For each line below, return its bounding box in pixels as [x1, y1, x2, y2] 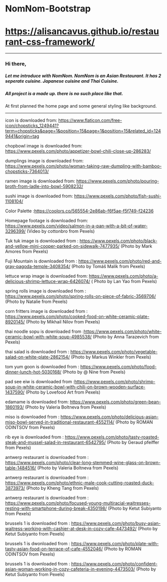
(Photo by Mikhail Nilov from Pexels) [25, 319, 100, 325]
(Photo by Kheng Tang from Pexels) [26, 485, 99, 491]
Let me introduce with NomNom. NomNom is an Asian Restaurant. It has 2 [5, 73, 162, 79]
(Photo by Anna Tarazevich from [92, 334, 159, 340]
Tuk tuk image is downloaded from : [5, 238, 79, 244]
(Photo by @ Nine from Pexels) [62, 369, 126, 375]
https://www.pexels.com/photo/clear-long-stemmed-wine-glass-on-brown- [5, 459, 161, 466]
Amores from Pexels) [5, 249, 48, 255]
